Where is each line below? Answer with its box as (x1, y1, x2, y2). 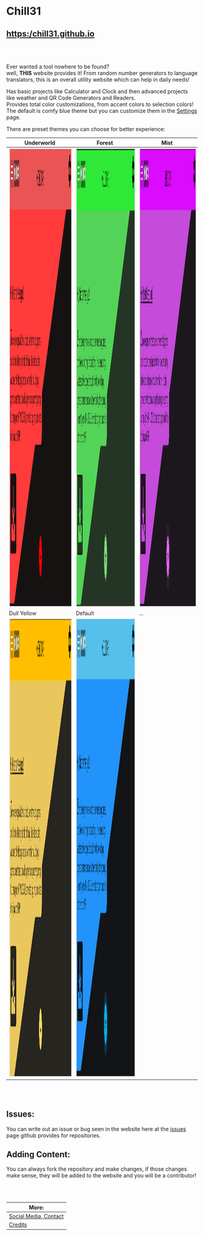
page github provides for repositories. (6, 1132, 101, 1139)
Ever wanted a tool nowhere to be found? (6, 63, 109, 70)
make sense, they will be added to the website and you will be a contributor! (6, 1172, 197, 1179)
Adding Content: (6, 1149, 70, 1159)
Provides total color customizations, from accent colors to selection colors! (6, 101, 194, 108)
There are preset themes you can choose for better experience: (6, 126, 166, 132)
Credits (8, 1221, 27, 1229)
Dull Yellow (8, 609, 36, 617)
